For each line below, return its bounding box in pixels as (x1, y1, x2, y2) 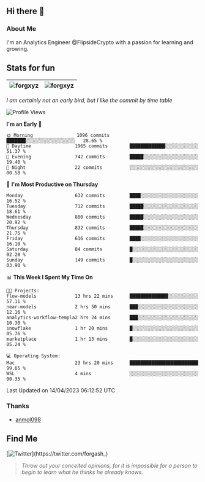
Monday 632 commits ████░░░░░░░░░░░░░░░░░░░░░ (6, 192, 199, 198)
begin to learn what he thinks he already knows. (21, 468, 144, 476)
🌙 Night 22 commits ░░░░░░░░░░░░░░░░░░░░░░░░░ (6, 164, 199, 171)
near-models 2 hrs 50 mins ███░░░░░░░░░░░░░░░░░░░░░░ (6, 303, 199, 310)
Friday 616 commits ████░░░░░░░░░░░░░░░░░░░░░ (6, 235, 199, 241)
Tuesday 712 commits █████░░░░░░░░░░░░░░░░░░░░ (6, 203, 199, 209)
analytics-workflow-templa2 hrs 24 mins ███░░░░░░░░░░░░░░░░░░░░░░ (6, 314, 199, 321)
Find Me (6, 433, 38, 444)
